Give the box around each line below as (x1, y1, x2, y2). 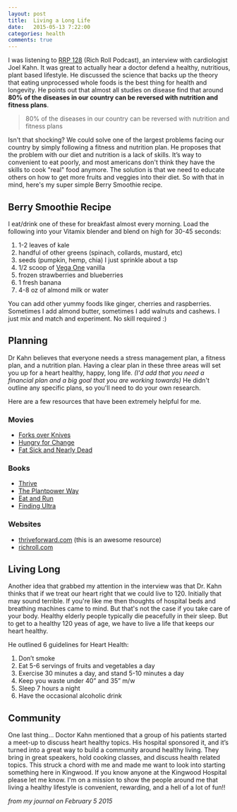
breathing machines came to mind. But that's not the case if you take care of (8, 604, 231, 613)
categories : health (8, 30, 66, 37)
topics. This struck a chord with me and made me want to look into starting (8, 761, 226, 769)
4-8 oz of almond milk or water (18, 285, 109, 294)
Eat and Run (18, 494, 54, 503)
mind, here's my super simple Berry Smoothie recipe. (8, 180, 163, 189)
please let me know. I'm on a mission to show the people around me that (8, 776, 218, 785)
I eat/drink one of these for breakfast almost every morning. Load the (8, 219, 209, 228)
